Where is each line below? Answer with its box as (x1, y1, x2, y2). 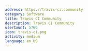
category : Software (5, 12, 44, 17)
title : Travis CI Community (5, 16, 62, 21)
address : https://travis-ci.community (5, 7, 83, 12)
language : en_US (5, 39, 38, 44)
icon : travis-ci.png (5, 30, 47, 34)
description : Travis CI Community (5, 20, 75, 26)
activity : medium (5, 34, 40, 39)
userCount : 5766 (5, 25, 38, 30)
